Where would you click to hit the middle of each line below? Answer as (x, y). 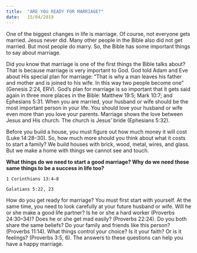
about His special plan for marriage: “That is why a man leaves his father (94, 76)
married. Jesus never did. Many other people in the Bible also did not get (94, 40)
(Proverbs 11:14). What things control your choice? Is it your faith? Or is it (94, 231)
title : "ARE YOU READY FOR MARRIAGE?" (55, 11)
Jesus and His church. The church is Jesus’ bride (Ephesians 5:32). (88, 120)
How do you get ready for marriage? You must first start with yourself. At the (99, 200)
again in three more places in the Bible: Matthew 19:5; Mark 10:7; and (89, 95)
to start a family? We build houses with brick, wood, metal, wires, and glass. (98, 144)
